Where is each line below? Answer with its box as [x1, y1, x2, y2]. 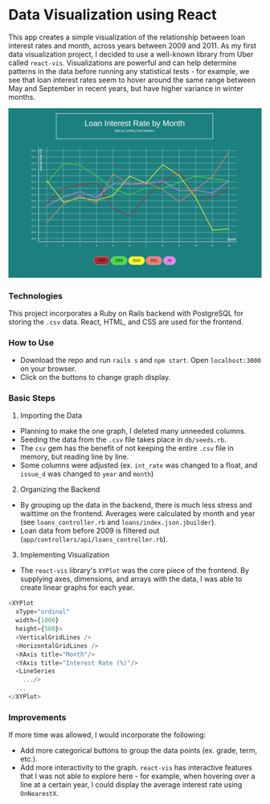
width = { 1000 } [15, 616, 59, 625]
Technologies [8, 290, 63, 301]
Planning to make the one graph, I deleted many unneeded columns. [19, 427, 247, 436]
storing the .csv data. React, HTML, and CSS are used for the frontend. [8, 316, 243, 327]
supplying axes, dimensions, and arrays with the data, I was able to [19, 574, 243, 584]
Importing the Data [19, 410, 83, 420]
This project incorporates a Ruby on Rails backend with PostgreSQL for [8, 308, 243, 318]
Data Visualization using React [8, 6, 217, 24]
